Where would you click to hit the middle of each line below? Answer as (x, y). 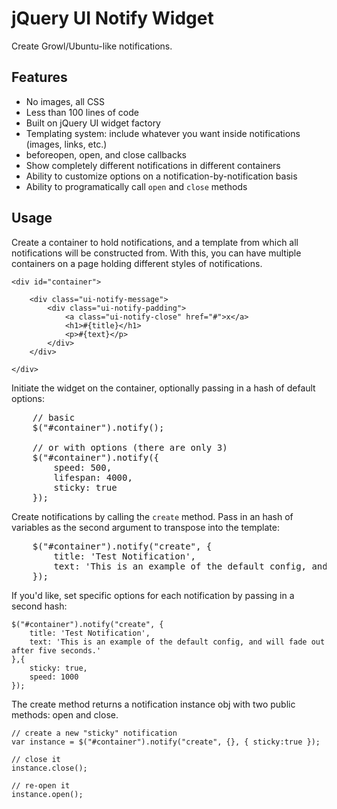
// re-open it (41, 785)
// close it (36, 759)
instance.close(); (49, 768)
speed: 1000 (54, 677)
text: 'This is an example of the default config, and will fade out (177, 642)
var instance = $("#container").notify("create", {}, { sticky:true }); (166, 742)
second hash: (39, 606)
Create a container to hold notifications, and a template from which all (155, 242)
